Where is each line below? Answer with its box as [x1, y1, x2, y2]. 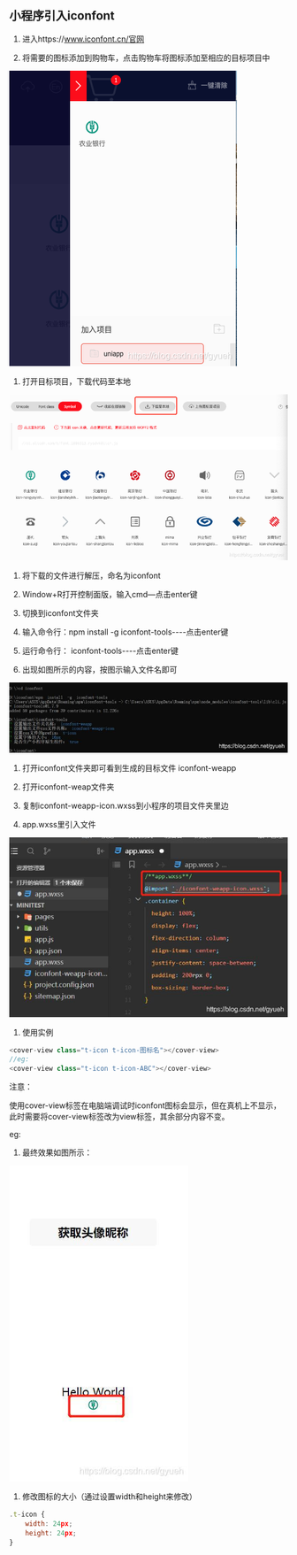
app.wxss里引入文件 [21, 820, 96, 830]
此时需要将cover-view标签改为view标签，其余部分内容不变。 [9, 1112, 230, 1122]
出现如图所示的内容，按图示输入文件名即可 [21, 665, 178, 675]
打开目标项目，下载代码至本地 [21, 375, 131, 387]
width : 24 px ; [25, 1520, 73, 1528]
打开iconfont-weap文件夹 [21, 781, 115, 792]
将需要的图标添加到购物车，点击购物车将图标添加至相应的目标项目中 [21, 52, 270, 63]
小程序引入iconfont [9, 8, 115, 24]
